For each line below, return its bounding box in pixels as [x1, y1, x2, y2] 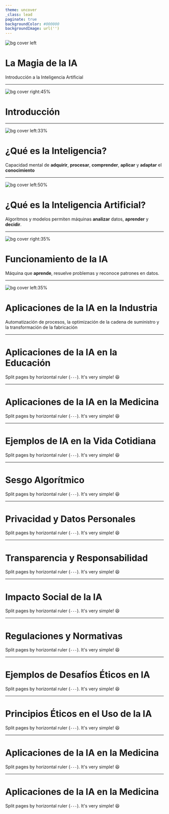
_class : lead [5, 12, 33, 17]
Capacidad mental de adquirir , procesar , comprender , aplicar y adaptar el [5, 162, 162, 168]
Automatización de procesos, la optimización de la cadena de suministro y [5, 319, 159, 325]
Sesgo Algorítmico [5, 474, 84, 486]
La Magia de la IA [5, 57, 78, 69]
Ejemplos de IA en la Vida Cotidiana [5, 435, 156, 447]
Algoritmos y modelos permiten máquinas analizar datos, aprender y [5, 216, 149, 222]
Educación [5, 357, 51, 368]
